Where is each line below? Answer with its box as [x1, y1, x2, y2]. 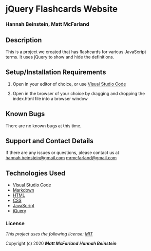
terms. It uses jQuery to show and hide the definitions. [5, 54, 114, 59]
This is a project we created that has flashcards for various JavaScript [5, 49, 147, 55]
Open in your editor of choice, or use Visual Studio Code [12, 81, 126, 87]
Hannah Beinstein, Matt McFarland [5, 21, 90, 28]
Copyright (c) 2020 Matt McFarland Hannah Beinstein [5, 240, 117, 247]
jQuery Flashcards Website [5, 3, 118, 15]
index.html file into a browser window [12, 96, 88, 101]
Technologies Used [5, 169, 65, 177]
